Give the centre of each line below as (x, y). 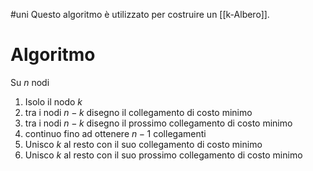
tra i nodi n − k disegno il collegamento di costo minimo (138, 112)
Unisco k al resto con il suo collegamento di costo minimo (143, 144)
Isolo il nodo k (53, 101)
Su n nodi (30, 82)
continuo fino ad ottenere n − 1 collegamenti (115, 133)
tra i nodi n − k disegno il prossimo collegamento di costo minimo (158, 123)
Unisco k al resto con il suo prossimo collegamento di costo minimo (163, 155)
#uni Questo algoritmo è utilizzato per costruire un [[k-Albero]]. (140, 14)
